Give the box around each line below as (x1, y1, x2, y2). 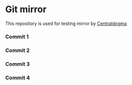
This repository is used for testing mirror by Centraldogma (5, 20, 127, 26)
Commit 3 (5, 60, 30, 67)
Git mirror (5, 4, 47, 15)
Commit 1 (5, 33, 29, 40)
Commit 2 (5, 47, 30, 54)
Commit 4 (5, 74, 30, 81)
